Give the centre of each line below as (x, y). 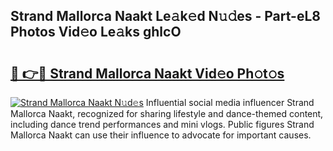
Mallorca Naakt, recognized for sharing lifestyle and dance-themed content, (167, 113)
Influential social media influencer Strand (230, 102)
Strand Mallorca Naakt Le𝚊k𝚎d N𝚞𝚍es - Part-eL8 (165, 16)
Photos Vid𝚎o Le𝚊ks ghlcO (96, 32)
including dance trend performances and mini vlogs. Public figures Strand (162, 124)
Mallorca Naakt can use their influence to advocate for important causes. (161, 135)
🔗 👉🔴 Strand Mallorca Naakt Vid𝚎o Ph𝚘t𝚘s (147, 73)
